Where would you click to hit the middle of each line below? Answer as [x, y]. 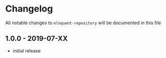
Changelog [29, 9]
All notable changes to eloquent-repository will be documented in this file [83, 23]
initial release [27, 50]
